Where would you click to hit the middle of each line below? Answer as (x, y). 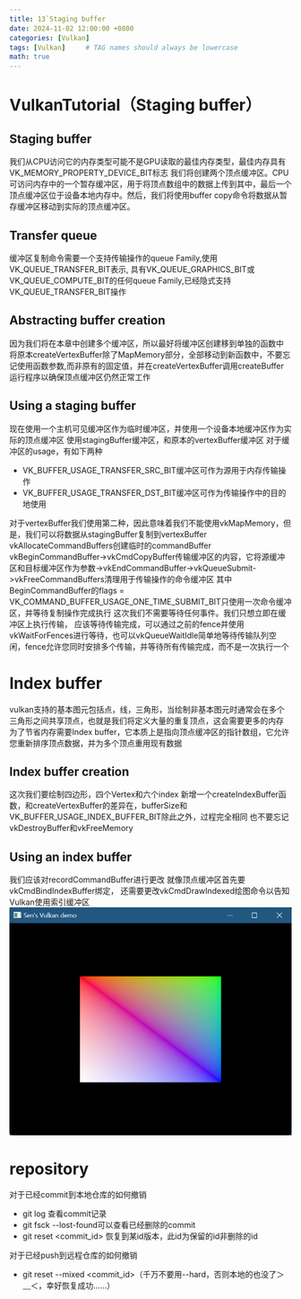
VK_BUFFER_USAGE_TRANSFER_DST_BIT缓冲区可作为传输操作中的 (146, 492)
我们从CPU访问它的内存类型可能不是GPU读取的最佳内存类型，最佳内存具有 (148, 162)
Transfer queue (53, 235)
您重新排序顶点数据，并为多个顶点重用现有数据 (95, 743)
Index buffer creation (69, 771)
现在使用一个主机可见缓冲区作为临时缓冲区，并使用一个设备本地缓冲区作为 (146, 429)
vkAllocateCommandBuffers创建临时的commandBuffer (111, 545)
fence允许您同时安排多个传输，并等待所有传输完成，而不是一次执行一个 (157, 646)
